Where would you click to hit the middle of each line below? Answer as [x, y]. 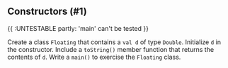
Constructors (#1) [47, 12]
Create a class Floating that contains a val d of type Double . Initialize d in [114, 42]
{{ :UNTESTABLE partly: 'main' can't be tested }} [78, 28]
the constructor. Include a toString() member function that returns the [111, 49]
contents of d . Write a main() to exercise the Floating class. [94, 57]
